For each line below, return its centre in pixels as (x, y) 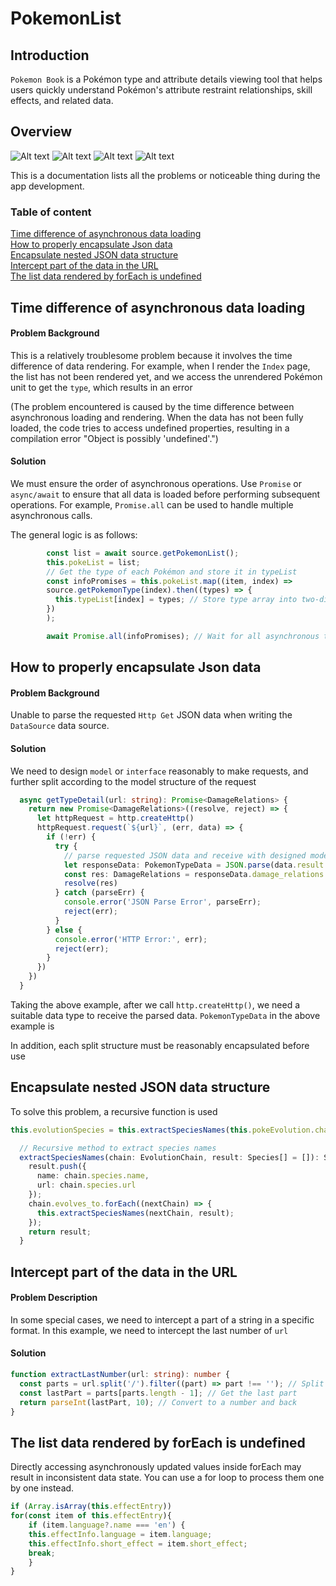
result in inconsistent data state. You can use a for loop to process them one (167, 1478)
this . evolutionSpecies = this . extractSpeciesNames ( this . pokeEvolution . (162, 1130)
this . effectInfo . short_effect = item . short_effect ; (138, 1543)
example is (32, 1026)
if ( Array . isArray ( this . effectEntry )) (91, 1507)
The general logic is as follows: (74, 534)
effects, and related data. (62, 100)
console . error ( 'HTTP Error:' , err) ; (131, 939)
